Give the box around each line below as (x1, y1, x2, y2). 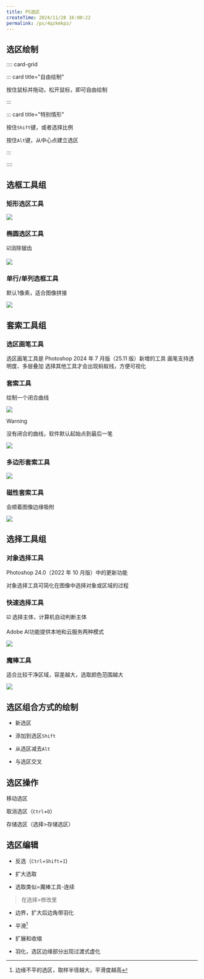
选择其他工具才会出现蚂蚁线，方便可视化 (44, 363, 146, 370)
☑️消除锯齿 (6, 244, 32, 252)
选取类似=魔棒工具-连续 (15, 883, 75, 890)
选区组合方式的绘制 (6, 702, 78, 712)
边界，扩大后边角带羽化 (15, 909, 74, 916)
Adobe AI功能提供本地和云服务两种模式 (6, 628, 104, 635)
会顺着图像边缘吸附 (6, 503, 55, 511)
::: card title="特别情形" (6, 111, 64, 118)
